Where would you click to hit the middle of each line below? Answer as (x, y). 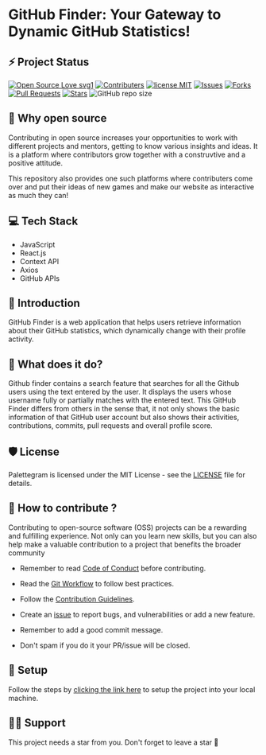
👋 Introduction (44, 304)
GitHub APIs (40, 278)
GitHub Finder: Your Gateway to (115, 15)
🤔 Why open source (58, 118)
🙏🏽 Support (37, 723)
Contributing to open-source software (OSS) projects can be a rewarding (128, 527)
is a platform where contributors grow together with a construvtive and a (127, 154)
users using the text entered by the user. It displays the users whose (120, 392)
